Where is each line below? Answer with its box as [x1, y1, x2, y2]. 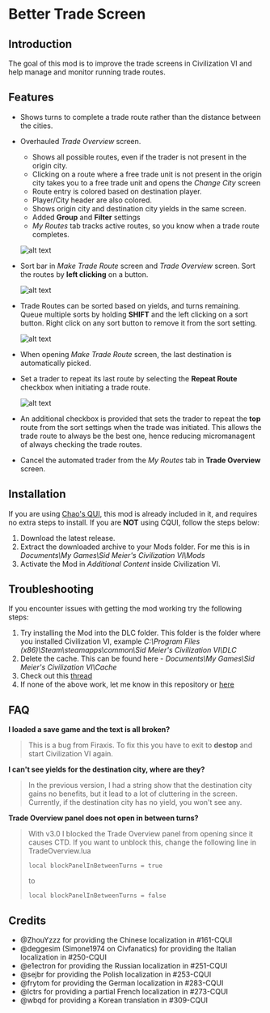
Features [8, 91, 54, 104]
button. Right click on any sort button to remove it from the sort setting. [19, 317, 257, 328]
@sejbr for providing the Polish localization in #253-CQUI [19, 969, 212, 980]
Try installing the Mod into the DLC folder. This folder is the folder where [19, 628, 261, 638]
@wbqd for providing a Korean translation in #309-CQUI [19, 995, 209, 1005]
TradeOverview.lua [27, 846, 91, 856]
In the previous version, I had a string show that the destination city [27, 781, 252, 790]
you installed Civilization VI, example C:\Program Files [19, 636, 200, 646]
